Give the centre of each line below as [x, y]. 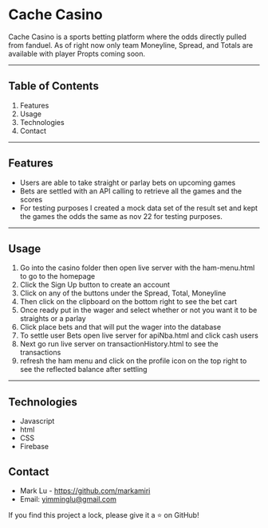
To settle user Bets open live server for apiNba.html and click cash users [139, 335]
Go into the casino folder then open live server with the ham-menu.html [137, 268]
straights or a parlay [53, 319]
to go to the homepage [57, 276]
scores [31, 199]
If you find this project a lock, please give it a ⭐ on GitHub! [104, 515]
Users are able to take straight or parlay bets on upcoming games [128, 182]
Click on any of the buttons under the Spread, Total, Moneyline [123, 293]
